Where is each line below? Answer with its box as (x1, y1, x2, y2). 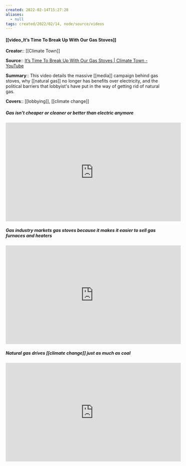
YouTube (5, 63, 24, 69)
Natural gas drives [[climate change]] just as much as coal (5, 350, 131, 356)
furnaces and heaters (5, 232, 52, 239)
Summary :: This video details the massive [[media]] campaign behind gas (5, 73, 158, 79)
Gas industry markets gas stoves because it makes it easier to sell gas (5, 227, 156, 234)
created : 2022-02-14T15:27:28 (5, 7, 69, 13)
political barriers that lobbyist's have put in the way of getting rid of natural (5, 83, 159, 89)
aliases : (5, 12, 24, 17)
